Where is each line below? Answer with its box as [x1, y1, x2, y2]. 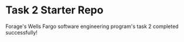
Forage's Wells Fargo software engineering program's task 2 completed [5, 23, 179, 30]
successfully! [5, 29, 38, 36]
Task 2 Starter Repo [5, 3, 104, 17]
